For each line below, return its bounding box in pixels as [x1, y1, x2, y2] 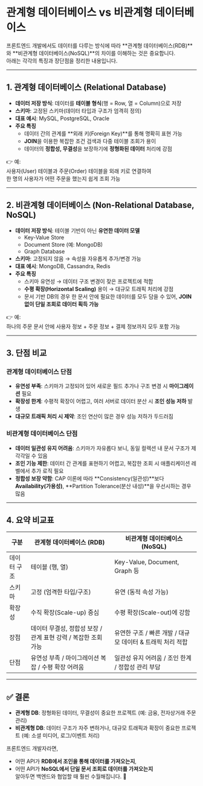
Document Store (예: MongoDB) [24, 241, 103, 248]
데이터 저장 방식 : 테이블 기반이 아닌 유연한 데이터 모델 [14, 227, 140, 234]
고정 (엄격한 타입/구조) [30, 588, 92, 596]
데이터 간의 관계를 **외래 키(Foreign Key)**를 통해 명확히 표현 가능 [24, 130, 182, 137]
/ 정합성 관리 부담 [114, 663, 161, 671]
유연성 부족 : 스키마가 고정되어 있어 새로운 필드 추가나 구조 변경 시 [14, 383, 168, 390]
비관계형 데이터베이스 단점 [6, 429, 78, 438]
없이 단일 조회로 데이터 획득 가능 [24, 300, 99, 307]
